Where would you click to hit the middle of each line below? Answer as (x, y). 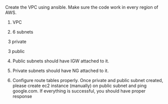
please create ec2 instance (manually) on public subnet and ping (79, 85)
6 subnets (23, 32)
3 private (17, 41)
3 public (17, 51)
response (22, 96)
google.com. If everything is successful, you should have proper (79, 91)
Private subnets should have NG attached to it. (60, 70)
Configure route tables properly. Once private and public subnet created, (88, 80)
